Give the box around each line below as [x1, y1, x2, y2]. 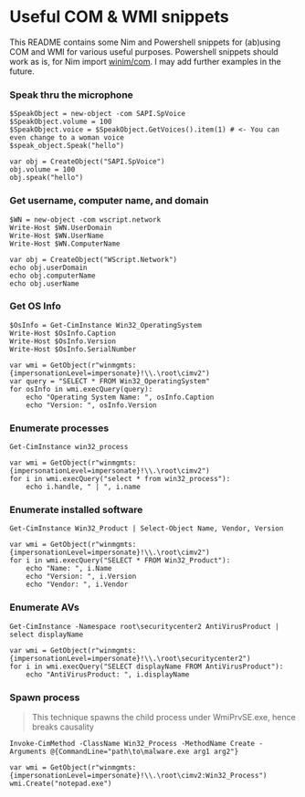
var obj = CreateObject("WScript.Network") [9, 255, 178, 264]
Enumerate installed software [9, 504, 143, 517]
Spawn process [9, 691, 80, 704]
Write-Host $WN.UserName [9, 231, 104, 240]
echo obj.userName [9, 278, 79, 288]
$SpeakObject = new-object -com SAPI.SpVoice [9, 110, 185, 119]
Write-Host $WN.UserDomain [9, 223, 112, 232]
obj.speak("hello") [9, 173, 84, 183]
